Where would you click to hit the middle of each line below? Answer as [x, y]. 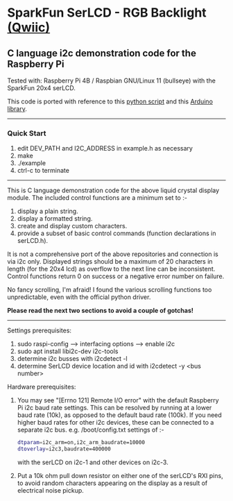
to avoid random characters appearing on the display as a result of [112, 483]
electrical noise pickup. [51, 491]
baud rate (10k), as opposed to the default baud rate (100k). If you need [119, 415]
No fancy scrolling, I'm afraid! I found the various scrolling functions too [110, 290]
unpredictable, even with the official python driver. [79, 297]
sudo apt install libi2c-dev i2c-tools [68, 351]
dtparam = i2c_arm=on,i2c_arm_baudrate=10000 [81, 443]
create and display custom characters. [72, 226]
